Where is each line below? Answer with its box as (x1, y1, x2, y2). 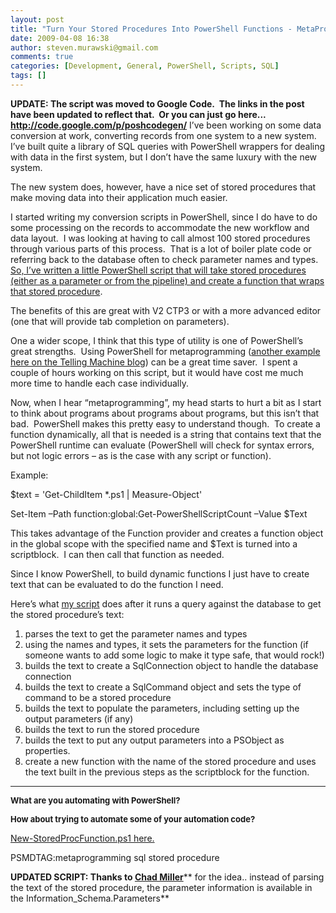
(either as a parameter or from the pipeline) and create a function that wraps (10, 274, 325, 286)
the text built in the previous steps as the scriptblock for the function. (24, 766, 310, 778)
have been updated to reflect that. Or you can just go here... (10, 108, 267, 120)
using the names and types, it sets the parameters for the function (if (24, 638, 309, 650)
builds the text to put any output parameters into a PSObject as (24, 734, 285, 746)
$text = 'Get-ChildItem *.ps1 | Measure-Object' (10, 488, 203, 500)
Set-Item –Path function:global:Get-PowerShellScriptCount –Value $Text (10, 507, 308, 520)
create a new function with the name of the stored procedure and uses (24, 755, 317, 767)
